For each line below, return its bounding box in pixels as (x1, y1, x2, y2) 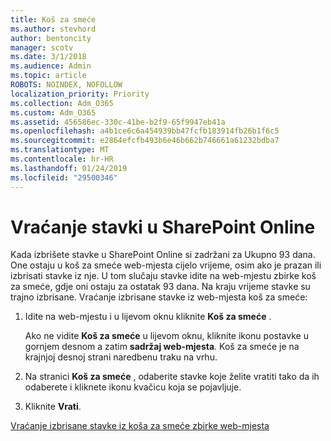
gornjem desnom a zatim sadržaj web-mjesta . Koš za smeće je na (24, 341, 300, 353)
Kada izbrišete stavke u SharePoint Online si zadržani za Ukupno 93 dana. (10, 249, 316, 261)
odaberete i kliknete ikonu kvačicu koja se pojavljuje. (24, 381, 242, 393)
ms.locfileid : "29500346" (10, 172, 118, 183)
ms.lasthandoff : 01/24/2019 (10, 163, 128, 173)
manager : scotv (10, 42, 74, 53)
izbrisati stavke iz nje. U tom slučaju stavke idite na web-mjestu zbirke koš (10, 270, 317, 282)
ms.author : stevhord (10, 24, 97, 34)
